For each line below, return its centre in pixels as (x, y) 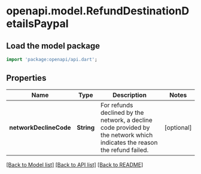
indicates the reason (129, 142)
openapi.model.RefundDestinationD (98, 11)
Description (130, 95)
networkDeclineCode (40, 127)
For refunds (117, 105)
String (86, 127)
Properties (26, 78)
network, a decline (127, 120)
